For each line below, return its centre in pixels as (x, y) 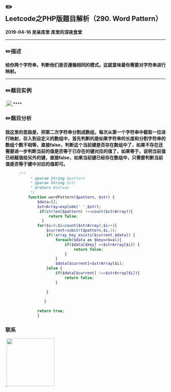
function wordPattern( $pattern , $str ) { (71, 197)
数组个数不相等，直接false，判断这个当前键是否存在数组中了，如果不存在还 (84, 145)
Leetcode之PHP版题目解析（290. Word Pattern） (84, 19)
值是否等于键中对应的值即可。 (36, 164)
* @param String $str (53, 183)
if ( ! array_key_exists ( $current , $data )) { (91, 235)
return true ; (51, 311)
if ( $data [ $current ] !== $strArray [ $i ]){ (97, 273)
